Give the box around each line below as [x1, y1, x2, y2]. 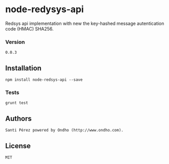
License [5, 141, 31, 150]
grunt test [5, 101, 28, 106]
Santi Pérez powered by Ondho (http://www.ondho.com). [5, 128, 124, 133]
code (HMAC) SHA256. [5, 25, 54, 31]
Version [5, 38, 25, 45]
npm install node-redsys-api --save [5, 77, 83, 82]
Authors [5, 114, 32, 123]
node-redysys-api [5, 4, 84, 15]
